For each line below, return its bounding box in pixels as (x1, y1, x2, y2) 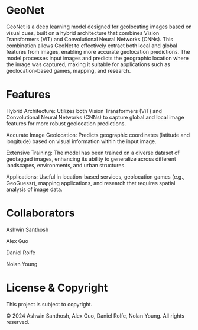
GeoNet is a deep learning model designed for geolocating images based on (6, 23, 192, 30)
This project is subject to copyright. (6, 300, 93, 308)
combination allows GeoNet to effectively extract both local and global (6, 42, 177, 49)
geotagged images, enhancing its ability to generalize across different (6, 155, 176, 163)
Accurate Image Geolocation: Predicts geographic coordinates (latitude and (6, 131, 190, 138)
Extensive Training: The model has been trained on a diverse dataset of (6, 149, 180, 156)
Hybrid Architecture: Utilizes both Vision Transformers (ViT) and (6, 107, 163, 114)
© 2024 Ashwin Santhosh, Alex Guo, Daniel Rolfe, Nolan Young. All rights (6, 312, 185, 319)
